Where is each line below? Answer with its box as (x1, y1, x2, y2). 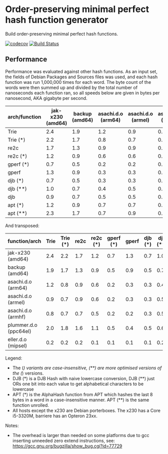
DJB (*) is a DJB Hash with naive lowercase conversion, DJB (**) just (12, 375, 155, 381)
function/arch (7, 238, 41, 245)
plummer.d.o (7, 321, 37, 328)
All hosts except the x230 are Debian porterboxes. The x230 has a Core (12, 407, 161, 413)
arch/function (7, 113, 41, 120)
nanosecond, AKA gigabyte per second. (5, 95, 87, 101)
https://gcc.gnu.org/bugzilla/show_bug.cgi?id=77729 (12, 443, 122, 449)
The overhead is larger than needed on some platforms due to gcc (12, 432, 149, 438)
